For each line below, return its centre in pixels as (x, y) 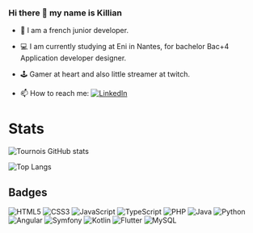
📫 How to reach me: (55, 94)
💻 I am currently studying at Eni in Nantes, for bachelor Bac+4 (124, 47)
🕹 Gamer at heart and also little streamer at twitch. (105, 74)
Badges (28, 192)
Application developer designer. (73, 58)
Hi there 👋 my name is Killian (65, 13)
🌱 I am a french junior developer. (74, 31)
